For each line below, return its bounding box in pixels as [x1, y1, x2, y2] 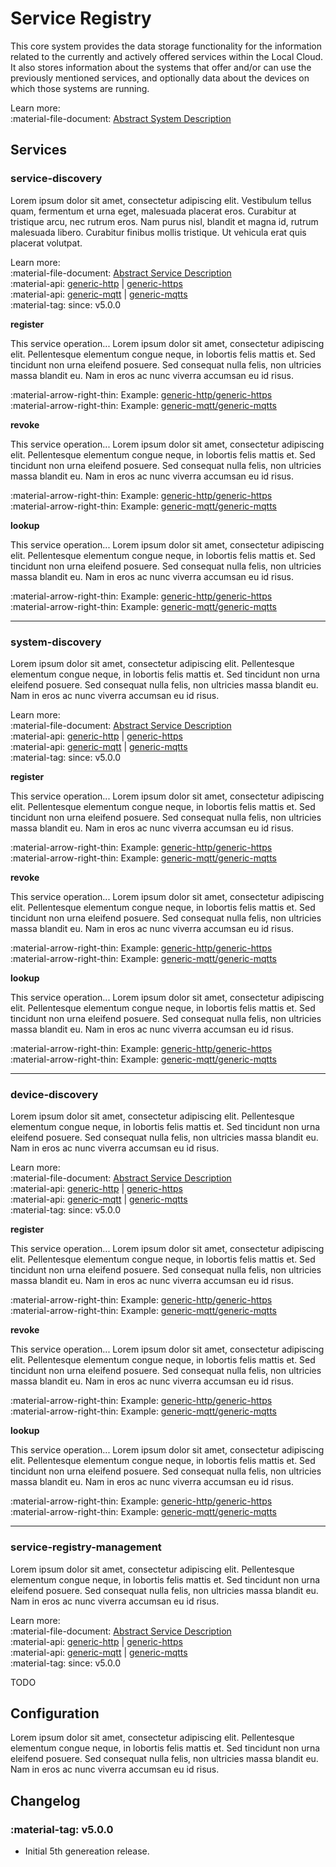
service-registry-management [10, 1540, 162, 1554]
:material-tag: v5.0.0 [10, 1822, 114, 1836]
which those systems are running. [10, 82, 150, 94]
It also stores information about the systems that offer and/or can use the [10, 61, 312, 73]
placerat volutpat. [10, 237, 83, 249]
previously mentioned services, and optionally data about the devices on [10, 72, 310, 84]
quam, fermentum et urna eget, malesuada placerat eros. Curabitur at [10, 205, 297, 217]
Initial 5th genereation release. [24, 1845, 150, 1857]
